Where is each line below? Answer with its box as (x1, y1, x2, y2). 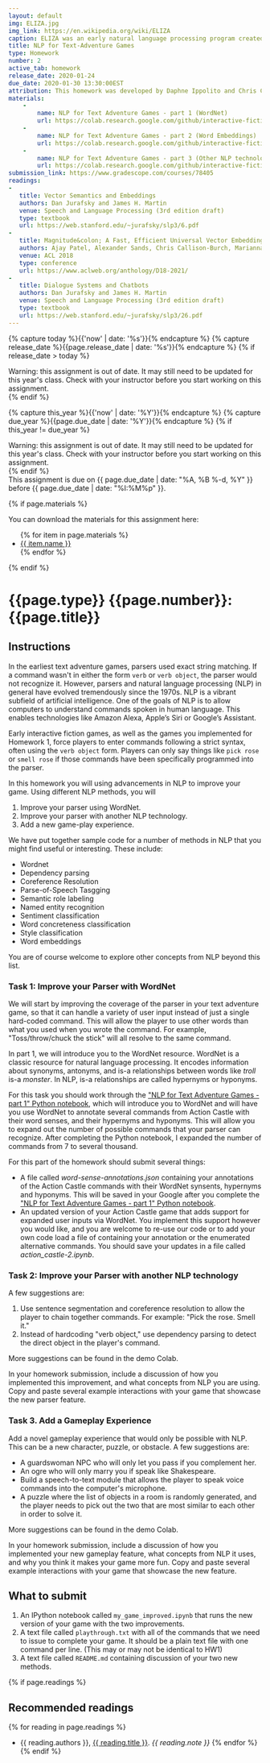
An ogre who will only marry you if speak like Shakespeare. (19, 1466, 216, 1475)
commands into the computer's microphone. (19, 1483, 167, 1493)
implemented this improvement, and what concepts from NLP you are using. (8, 1378, 260, 1388)
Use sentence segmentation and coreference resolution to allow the (19, 1304, 245, 1313)
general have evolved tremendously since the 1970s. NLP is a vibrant (8, 687, 237, 697)
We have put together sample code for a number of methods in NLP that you (8, 835, 262, 844)
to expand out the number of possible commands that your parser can (8, 1124, 241, 1134)
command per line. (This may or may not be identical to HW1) (19, 1645, 223, 1654)
